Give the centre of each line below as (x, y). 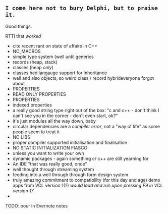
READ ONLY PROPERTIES (39, 94)
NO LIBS (21, 137)
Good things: (19, 26)
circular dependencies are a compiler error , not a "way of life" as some (86, 126)
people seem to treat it (36, 132)
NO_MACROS (27, 51)
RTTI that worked (23, 36)
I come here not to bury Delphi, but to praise (81, 8)
